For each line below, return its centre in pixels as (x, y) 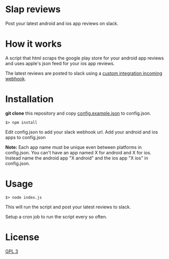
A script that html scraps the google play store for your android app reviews (84, 58)
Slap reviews (33, 9)
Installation (30, 99)
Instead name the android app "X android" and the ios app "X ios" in (77, 158)
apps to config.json (25, 137)
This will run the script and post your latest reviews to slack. (68, 207)
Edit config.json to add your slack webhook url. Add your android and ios (82, 132)
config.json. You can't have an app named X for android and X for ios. (78, 152)
